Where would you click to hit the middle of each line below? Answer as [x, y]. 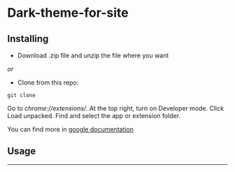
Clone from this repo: [48, 83]
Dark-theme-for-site [68, 13]
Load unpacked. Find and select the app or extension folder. [94, 116]
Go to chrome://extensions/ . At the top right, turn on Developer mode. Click [116, 108]
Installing [28, 39]
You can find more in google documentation [71, 129]
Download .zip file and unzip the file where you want [93, 55]
